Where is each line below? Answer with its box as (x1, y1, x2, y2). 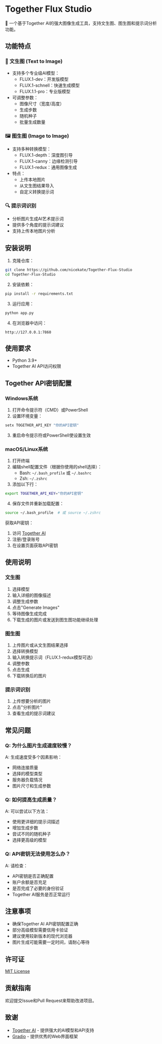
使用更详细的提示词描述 (12, 819, 60, 825)
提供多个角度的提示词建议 (12, 222, 64, 228)
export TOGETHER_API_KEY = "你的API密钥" (5, 491, 84, 496)
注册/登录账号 (12, 536, 40, 542)
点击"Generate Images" (12, 604, 60, 610)
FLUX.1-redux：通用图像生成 (19, 164, 77, 170)
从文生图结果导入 (19, 183, 54, 188)
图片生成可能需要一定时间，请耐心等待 (12, 939, 90, 945)
